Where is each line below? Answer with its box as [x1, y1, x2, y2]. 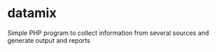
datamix [7, 5, 57, 21]
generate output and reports [7, 36, 91, 44]
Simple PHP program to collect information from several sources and [7, 28, 210, 37]
